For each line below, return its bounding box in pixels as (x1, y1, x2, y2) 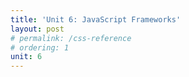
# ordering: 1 (10, 42, 70, 53)
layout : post (10, 24, 65, 34)
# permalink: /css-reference (10, 33, 132, 43)
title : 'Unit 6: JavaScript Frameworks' (10, 14, 182, 25)
